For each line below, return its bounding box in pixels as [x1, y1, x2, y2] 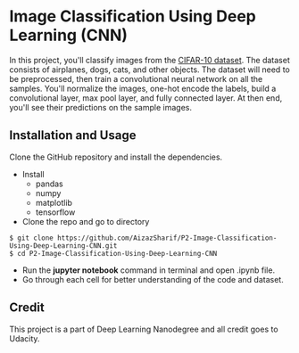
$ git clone [9, 234, 54, 242]
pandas [35, 178, 64, 189]
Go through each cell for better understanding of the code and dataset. [21, 274, 284, 284]
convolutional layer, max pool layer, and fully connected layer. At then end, [9, 92, 283, 103]
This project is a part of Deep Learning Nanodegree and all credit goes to [9, 324, 278, 334]
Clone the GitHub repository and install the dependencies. [9, 152, 223, 162]
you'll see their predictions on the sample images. [9, 102, 192, 112]
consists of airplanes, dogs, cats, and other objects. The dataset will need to [9, 64, 290, 75]
